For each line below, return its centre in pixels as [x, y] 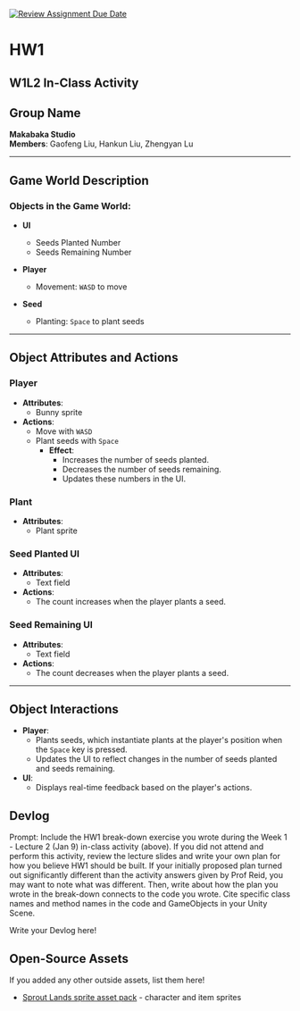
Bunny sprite [59, 412]
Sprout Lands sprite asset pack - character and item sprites [132, 998]
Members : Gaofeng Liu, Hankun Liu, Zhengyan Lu [101, 144]
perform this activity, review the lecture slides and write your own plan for [145, 856]
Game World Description [79, 180]
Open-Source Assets [69, 959]
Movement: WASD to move [81, 287]
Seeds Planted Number [78, 243]
